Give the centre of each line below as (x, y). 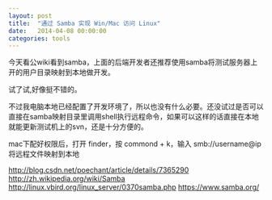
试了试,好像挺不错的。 (45, 90)
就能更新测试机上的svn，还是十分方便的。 (78, 127)
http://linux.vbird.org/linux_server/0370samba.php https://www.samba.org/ (134, 187)
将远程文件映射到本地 (44, 154)
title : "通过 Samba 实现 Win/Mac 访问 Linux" (85, 23)
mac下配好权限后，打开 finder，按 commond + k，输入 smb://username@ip (135, 144)
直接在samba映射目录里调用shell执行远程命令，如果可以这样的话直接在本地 (134, 117)
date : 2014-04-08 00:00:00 (57, 31)
